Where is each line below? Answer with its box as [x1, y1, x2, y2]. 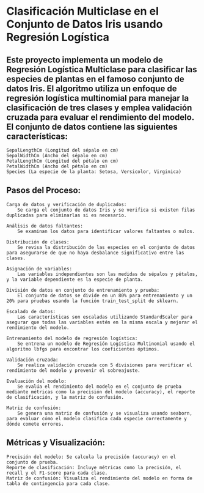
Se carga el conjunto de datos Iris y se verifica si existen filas [17, 207, 195, 213]
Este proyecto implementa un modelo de [6, 54, 163, 65]
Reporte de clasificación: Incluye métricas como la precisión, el [6, 464, 182, 470]
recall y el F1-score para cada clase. [6, 470, 108, 476]
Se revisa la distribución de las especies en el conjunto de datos [17, 244, 195, 250]
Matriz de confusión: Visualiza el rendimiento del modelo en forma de [6, 475, 192, 481]
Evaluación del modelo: [6, 378, 67, 384]
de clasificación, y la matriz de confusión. [6, 394, 124, 400]
